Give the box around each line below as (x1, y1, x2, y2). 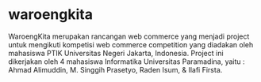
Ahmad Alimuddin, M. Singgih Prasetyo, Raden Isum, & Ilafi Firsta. (8, 65, 223, 74)
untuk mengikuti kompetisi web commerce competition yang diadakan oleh (8, 39, 254, 49)
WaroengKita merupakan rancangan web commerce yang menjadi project (8, 32, 250, 41)
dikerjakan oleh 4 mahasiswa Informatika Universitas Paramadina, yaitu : (8, 57, 245, 66)
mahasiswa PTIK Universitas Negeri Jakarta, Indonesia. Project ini (8, 48, 224, 58)
